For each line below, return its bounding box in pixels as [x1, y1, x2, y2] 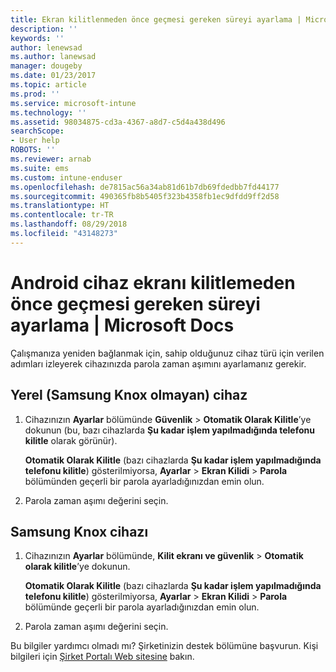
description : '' [10, 24, 78, 34]
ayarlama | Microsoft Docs [10, 314, 235, 336]
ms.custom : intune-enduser [10, 172, 123, 183]
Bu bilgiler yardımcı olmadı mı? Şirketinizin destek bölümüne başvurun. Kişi [10, 640, 319, 652]
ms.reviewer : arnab [10, 154, 92, 164]
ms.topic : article [10, 80, 87, 90]
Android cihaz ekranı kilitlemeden [10, 271, 296, 294]
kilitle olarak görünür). [24, 434, 118, 446]
